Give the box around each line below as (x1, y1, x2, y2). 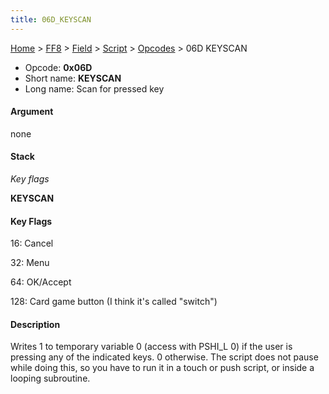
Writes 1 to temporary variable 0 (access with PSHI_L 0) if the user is (10, 341, 293, 353)
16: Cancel (10, 237, 54, 250)
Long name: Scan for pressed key (24, 82, 165, 95)
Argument (10, 106, 54, 118)
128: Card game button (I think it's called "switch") (10, 296, 218, 308)
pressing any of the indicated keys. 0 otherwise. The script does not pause (10, 351, 319, 363)
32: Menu (10, 257, 50, 269)
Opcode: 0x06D (24, 61, 93, 73)
